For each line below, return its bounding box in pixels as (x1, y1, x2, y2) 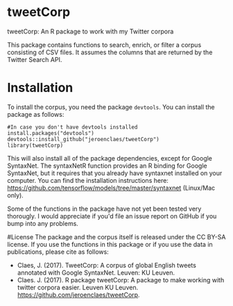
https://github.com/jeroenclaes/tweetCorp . (17, 290, 140, 299)
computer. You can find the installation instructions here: (7, 176, 169, 184)
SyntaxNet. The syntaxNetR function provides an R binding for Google (7, 161, 207, 170)
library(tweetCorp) (7, 142, 64, 149)
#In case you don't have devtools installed (7, 123, 138, 131)
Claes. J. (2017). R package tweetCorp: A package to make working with (17, 275, 225, 284)
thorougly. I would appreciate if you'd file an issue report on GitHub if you (7, 211, 217, 220)
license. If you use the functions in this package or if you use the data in (7, 240, 213, 248)
